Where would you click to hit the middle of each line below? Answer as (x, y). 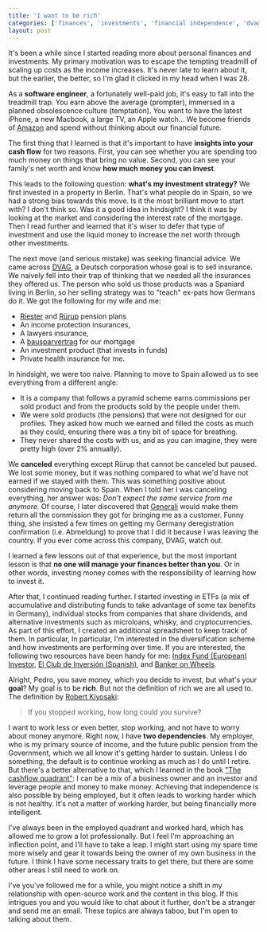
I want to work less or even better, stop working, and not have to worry (124, 728)
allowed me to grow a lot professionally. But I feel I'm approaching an (121, 836)
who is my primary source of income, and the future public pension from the (133, 745)
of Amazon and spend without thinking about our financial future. (115, 127)
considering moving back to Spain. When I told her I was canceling (118, 490)
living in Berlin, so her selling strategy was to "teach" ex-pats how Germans (132, 292)
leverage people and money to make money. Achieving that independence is (133, 787)
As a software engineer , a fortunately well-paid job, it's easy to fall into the (131, 94)
